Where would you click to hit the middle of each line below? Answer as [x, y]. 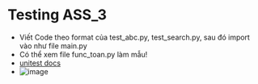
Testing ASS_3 [57, 15]
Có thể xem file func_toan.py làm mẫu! [83, 54]
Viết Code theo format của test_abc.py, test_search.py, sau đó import [134, 37]
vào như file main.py [53, 45]
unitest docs [40, 63]
